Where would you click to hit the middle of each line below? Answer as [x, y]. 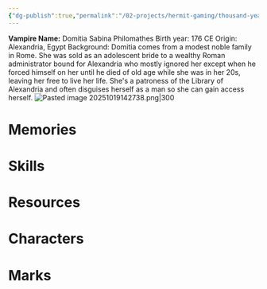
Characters [46, 239]
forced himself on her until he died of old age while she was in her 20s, [124, 72]
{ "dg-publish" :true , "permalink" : [64, 16]
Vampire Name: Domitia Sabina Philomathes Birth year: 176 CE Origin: [123, 38]
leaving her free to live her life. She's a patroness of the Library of [116, 80]
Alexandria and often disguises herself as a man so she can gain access [126, 89]
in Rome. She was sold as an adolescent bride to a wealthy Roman [117, 55]
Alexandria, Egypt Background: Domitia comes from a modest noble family [130, 47]
